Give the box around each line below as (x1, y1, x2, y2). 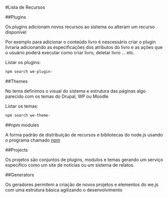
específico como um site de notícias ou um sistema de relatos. (5, 162, 135, 168)
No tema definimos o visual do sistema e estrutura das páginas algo (5, 88, 146, 94)
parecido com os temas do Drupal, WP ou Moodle (5, 93, 109, 99)
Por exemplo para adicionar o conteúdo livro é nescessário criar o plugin (5, 39, 156, 45)
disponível (5, 29, 27, 35)
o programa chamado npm (5, 137, 60, 143)
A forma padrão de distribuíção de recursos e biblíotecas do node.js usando (5, 131, 163, 138)
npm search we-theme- (5, 113, 51, 118)
